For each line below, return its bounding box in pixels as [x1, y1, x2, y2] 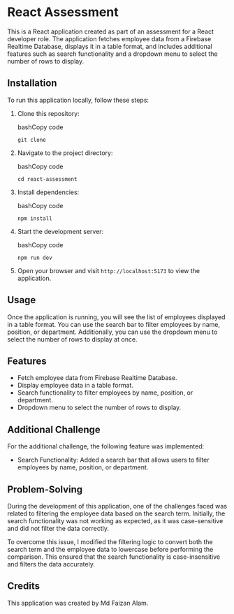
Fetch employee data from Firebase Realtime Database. [17, 374, 177, 382]
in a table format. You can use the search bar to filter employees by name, [7, 320, 221, 328]
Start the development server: [17, 227, 104, 235]
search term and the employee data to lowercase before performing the [7, 546, 214, 553]
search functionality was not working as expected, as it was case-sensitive [7, 517, 224, 525]
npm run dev [17, 254, 52, 261]
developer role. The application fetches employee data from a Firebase [7, 34, 212, 43]
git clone [17, 136, 47, 143]
